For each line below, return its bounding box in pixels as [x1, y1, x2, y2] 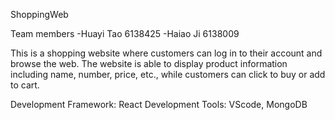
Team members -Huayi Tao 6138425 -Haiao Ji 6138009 [10, 28, 240, 39]
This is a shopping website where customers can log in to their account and [10, 47, 323, 59]
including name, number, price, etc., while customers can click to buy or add [10, 69, 326, 80]
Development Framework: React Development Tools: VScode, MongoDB [10, 99, 308, 110]
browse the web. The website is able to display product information [10, 58, 288, 69]
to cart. [10, 79, 40, 91]
